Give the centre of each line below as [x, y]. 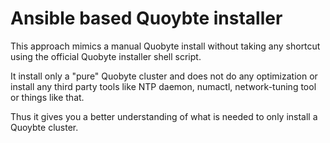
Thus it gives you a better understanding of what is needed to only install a [164, 116]
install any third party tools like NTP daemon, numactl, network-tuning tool [163, 86]
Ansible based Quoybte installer [146, 18]
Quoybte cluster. [44, 127]
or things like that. [47, 97]
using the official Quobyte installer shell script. [106, 56]
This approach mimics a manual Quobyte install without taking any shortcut [165, 46]
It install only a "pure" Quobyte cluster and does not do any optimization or [164, 76]
